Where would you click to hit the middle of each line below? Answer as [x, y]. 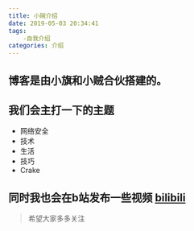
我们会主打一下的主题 [61, 110]
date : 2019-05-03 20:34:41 [54, 23]
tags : [17, 31]
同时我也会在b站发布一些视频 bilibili [97, 198]
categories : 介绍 [36, 46]
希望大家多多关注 [56, 219]
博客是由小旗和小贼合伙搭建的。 [88, 80]
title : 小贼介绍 [33, 16]
